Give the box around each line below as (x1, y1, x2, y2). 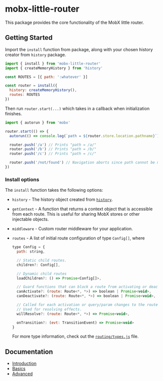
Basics (12, 366, 26, 372)
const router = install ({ (5, 83, 57, 88)
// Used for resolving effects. (16, 307, 82, 312)
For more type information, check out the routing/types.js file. (12, 333, 139, 339)
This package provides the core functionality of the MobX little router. (5, 19, 144, 25)
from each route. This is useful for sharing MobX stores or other (12, 211, 140, 217)
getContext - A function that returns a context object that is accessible (12, 206, 153, 212)
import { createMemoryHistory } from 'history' (5, 66, 103, 71)
